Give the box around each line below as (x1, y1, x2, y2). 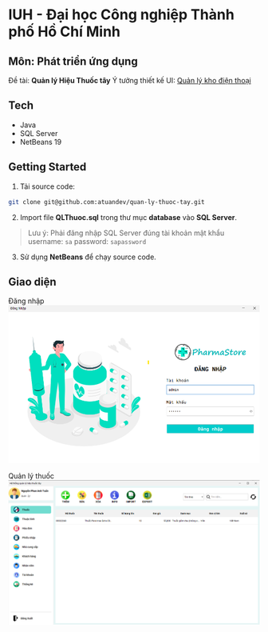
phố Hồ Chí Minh (8, 22, 121, 41)
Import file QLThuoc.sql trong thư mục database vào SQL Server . (19, 212, 238, 222)
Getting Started (8, 160, 87, 174)
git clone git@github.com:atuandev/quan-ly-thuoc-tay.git (8, 198, 205, 206)
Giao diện (8, 274, 57, 289)
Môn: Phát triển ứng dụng (8, 54, 138, 68)
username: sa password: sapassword (27, 236, 147, 246)
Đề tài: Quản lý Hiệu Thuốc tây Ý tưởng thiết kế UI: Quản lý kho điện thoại (8, 76, 251, 85)
